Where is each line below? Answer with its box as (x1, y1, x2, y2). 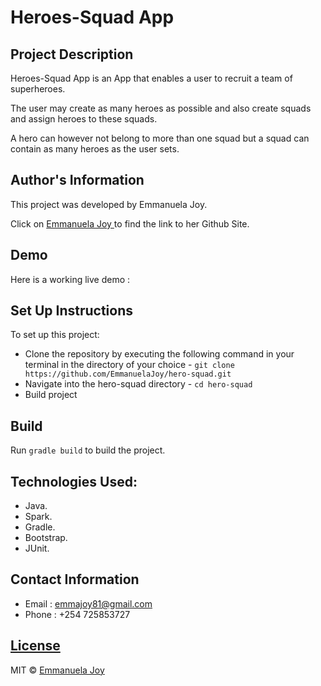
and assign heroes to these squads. (10, 113, 158, 125)
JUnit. (24, 542, 50, 555)
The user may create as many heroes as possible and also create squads (10, 102, 312, 114)
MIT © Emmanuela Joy (10, 664, 105, 676)
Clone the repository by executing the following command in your (24, 348, 295, 360)
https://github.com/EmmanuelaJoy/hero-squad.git (24, 369, 232, 380)
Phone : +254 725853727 (24, 608, 131, 620)
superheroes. (10, 83, 66, 95)
